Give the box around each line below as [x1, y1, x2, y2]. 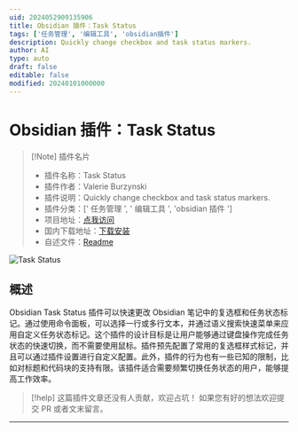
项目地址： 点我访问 [43, 214, 115, 224]
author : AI [9, 46, 50, 55]
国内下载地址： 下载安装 [43, 225, 130, 236]
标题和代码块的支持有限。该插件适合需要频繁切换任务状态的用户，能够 [24, 363, 281, 373]
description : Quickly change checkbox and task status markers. [9, 37, 252, 47]
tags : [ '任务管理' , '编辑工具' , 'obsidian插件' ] [9, 29, 179, 38]
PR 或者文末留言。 [41, 404, 108, 414]
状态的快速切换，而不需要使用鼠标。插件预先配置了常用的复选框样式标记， [9, 341, 281, 351]
